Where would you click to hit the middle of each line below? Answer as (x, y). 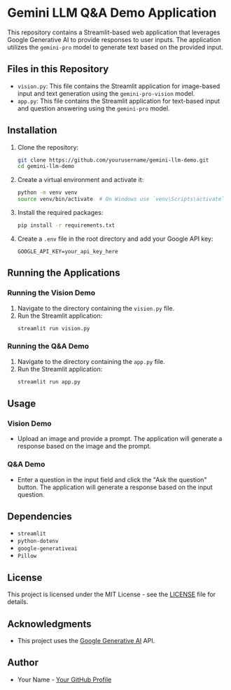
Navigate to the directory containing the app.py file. (91, 361)
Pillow (27, 556)
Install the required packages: (60, 213)
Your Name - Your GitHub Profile (64, 680)
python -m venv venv (47, 193)
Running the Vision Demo (51, 293)
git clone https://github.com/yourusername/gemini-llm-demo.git (113, 160)
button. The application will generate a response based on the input (115, 487)
